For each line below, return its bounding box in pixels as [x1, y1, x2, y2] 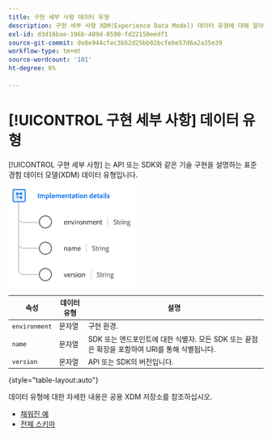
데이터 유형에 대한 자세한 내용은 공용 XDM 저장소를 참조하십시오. [8, 392, 213, 402]
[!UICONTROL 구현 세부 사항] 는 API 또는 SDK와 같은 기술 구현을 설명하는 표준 [8, 159, 257, 169]
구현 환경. [87, 321, 119, 331]
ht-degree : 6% [8, 65, 57, 73]
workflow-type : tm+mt [8, 47, 82, 56]
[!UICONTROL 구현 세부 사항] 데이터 [8, 111, 240, 129]
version [11, 358, 38, 366]
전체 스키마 [19, 419, 56, 429]
